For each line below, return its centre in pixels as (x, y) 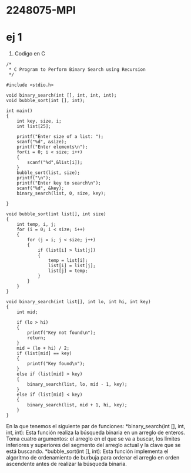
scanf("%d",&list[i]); (55, 163)
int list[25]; (34, 127)
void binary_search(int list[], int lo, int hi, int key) (78, 302)
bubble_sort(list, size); (48, 173)
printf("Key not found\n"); (61, 333)
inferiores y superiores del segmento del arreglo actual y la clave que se (93, 445)
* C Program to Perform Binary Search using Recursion (77, 70)
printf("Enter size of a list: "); (60, 137)
